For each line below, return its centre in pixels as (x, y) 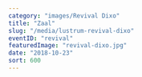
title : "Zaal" (32, 23)
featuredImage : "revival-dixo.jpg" (68, 46)
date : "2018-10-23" (41, 53)
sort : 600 (25, 61)
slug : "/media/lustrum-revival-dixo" (71, 30)
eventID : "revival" (41, 38)
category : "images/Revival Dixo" (64, 16)
